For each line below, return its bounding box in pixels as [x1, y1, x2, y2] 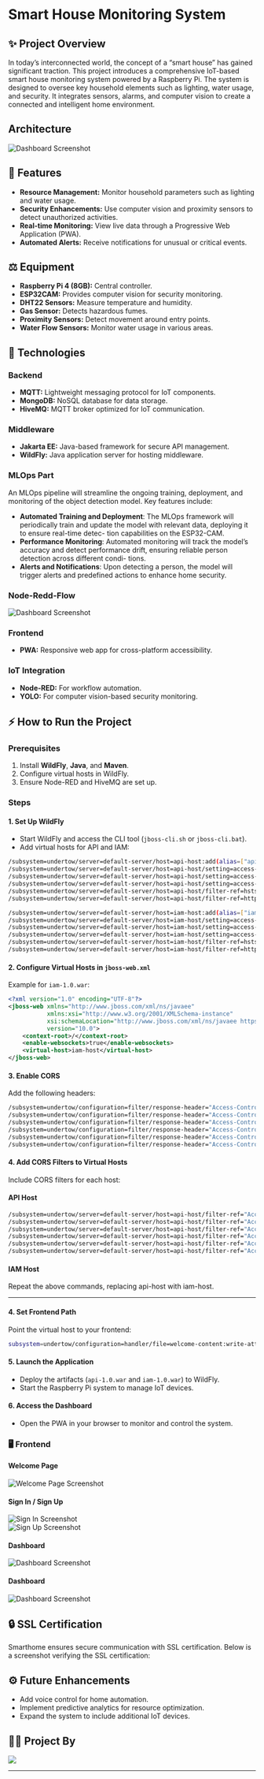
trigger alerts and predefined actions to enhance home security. [19, 570, 227, 580]
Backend [8, 369, 43, 380]
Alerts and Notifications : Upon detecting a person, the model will [19, 561, 233, 571]
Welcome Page [8, 1461, 59, 1471]
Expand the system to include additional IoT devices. [19, 1711, 190, 1721]
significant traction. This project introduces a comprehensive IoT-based [8, 66, 240, 76]
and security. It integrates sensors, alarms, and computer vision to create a [8, 91, 251, 100]
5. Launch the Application [8, 1356, 94, 1366]
